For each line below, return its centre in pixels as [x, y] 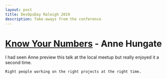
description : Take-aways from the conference [53, 19]
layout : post [19, 10]
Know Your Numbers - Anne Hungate [83, 43]
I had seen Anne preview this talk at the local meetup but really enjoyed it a [82, 57]
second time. [19, 63]
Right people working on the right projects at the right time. [73, 72]
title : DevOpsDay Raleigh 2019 [38, 14]
